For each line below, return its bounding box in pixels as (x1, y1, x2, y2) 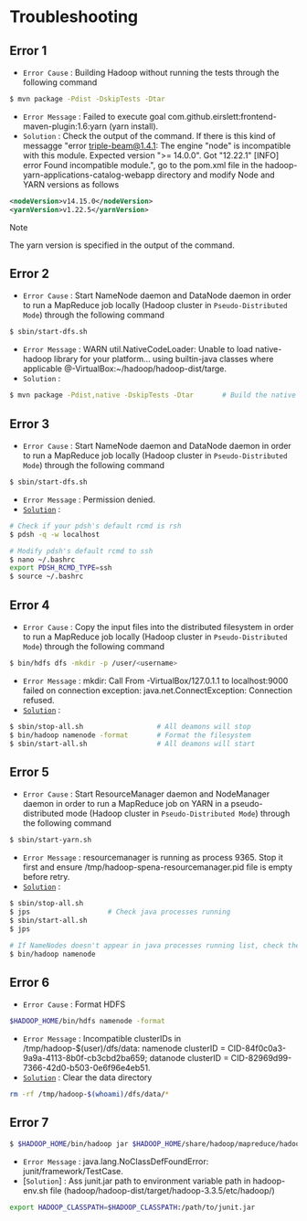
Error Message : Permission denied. (22, 494, 155, 505)
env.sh (22, 1184, 48, 1195)
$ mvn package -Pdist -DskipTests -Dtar (9, 94, 166, 103)
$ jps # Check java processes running (9, 907, 231, 916)
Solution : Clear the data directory (22, 1072, 153, 1083)
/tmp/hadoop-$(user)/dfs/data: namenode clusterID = (22, 1043, 227, 1054)
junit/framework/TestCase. (22, 1165, 123, 1176)
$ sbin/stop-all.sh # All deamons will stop (9, 722, 251, 731)
